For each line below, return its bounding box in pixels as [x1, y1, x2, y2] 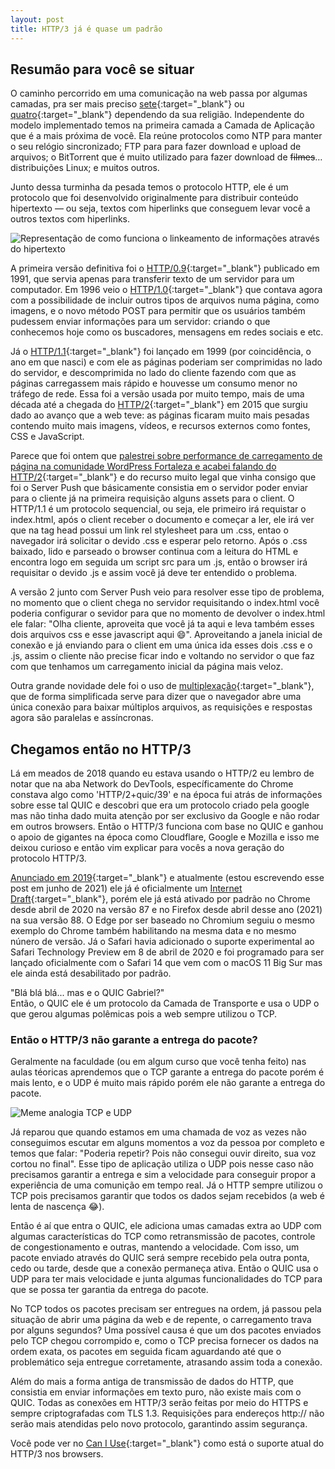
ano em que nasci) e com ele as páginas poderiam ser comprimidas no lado [10, 356, 323, 368]
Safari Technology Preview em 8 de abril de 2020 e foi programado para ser [10, 946, 325, 958]
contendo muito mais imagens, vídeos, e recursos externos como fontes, [10, 420, 311, 432]
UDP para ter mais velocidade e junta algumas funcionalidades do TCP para [10, 1273, 323, 1285]
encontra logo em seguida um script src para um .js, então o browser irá [10, 556, 308, 568]
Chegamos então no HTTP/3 [10, 741, 192, 758]
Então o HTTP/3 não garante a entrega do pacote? [10, 1033, 258, 1047]
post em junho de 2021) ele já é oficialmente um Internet [10, 882, 243, 895]
